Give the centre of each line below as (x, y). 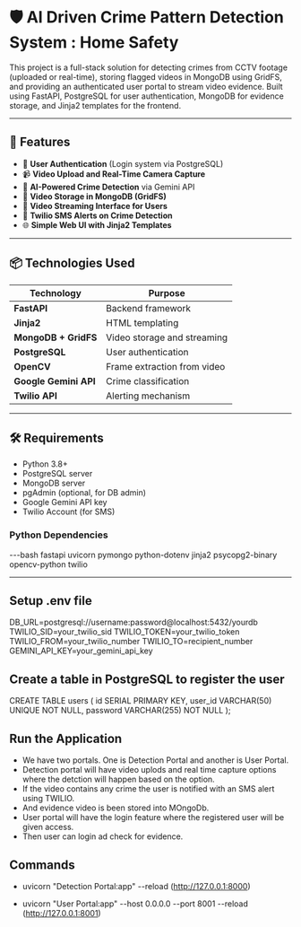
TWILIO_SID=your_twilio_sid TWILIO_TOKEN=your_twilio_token (125, 632)
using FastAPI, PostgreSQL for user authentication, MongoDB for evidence (146, 96)
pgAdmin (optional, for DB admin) (84, 493)
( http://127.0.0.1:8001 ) (61, 913)
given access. (48, 827)
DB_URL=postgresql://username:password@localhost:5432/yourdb (133, 622)
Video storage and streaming (167, 337)
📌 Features (40, 142)
